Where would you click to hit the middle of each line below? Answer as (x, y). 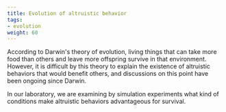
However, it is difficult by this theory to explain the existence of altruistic (109, 66)
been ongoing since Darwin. (47, 81)
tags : (15, 20)
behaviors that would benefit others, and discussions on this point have (108, 74)
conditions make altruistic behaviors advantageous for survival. (97, 101)
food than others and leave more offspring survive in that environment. (107, 59)
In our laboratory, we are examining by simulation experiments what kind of (113, 94)
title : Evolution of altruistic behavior (67, 13)
